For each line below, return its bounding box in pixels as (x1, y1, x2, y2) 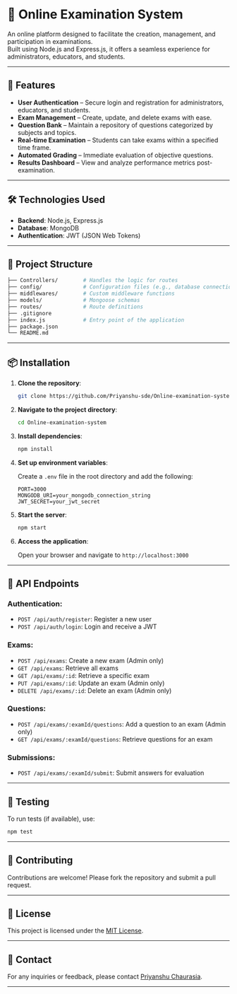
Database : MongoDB (17, 223, 80, 232)
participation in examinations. (7, 37, 93, 45)
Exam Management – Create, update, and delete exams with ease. (17, 113, 212, 122)
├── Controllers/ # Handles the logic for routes (7, 277, 178, 284)
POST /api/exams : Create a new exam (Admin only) (17, 656, 164, 665)
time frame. (17, 143, 51, 151)
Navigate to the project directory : (17, 405, 118, 414)
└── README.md (7, 329, 49, 337)
